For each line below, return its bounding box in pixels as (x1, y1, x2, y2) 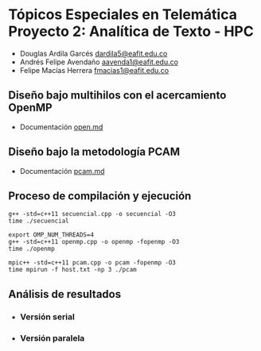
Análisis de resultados (8, 287, 122, 301)
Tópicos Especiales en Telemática (8, 6, 237, 24)
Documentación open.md (19, 121, 103, 132)
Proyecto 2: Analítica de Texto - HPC (8, 22, 255, 40)
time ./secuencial (8, 217, 69, 226)
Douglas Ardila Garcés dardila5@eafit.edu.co (19, 48, 168, 58)
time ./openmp (8, 245, 56, 253)
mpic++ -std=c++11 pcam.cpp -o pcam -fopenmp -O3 (8, 259, 177, 267)
